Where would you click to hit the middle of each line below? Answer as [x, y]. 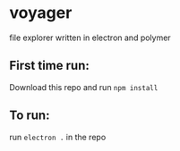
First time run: [49, 66]
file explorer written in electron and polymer [90, 38]
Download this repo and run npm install [84, 87]
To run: [30, 116]
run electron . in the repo [58, 137]
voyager [41, 13]
